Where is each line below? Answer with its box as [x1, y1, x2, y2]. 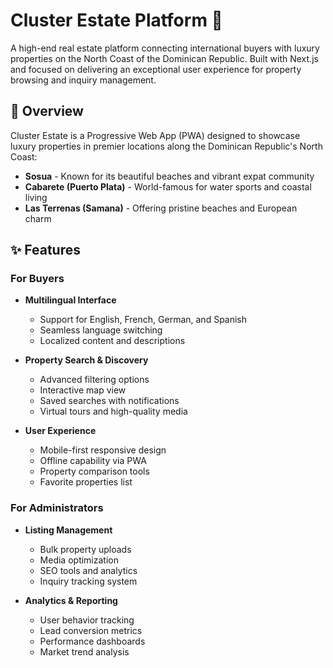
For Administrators [10, 501, 104, 515]
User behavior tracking [39, 614, 135, 626]
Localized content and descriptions [39, 335, 186, 347]
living [24, 191, 48, 203]
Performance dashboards [39, 635, 146, 647]
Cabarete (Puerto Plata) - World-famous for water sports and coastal [24, 180, 312, 193]
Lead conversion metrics [39, 624, 143, 636]
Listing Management [24, 524, 113, 536]
